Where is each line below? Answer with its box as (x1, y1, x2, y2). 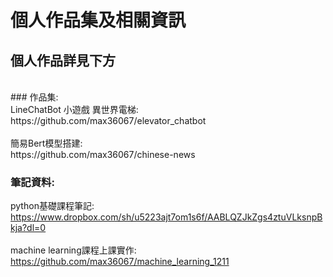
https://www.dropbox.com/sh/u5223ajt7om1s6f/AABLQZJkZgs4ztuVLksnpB (10, 211, 323, 223)
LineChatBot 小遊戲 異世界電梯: (10, 104, 139, 115)
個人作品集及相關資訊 (10, 9, 187, 32)
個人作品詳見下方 (10, 52, 116, 69)
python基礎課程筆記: (10, 200, 95, 212)
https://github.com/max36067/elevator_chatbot (10, 115, 207, 126)
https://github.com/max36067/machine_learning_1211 (10, 256, 230, 268)
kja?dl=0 (10, 222, 47, 234)
